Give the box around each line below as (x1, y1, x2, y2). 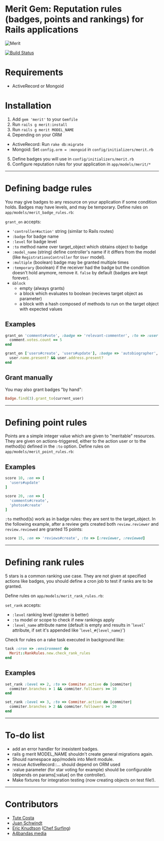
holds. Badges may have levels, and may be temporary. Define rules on (5, 204, 148, 210)
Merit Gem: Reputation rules (5, 3, 122, 15)
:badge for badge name (12, 233, 59, 239)
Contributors (5, 799, 59, 810)
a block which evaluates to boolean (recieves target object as (19, 290, 143, 296)
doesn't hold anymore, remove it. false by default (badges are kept (12, 269, 148, 275)
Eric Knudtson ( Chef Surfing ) (12, 825, 71, 831)
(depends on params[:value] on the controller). (12, 772, 106, 778)
